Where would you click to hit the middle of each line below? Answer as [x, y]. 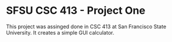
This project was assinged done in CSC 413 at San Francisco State [86, 26]
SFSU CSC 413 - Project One [76, 11]
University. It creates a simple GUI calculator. [60, 32]
